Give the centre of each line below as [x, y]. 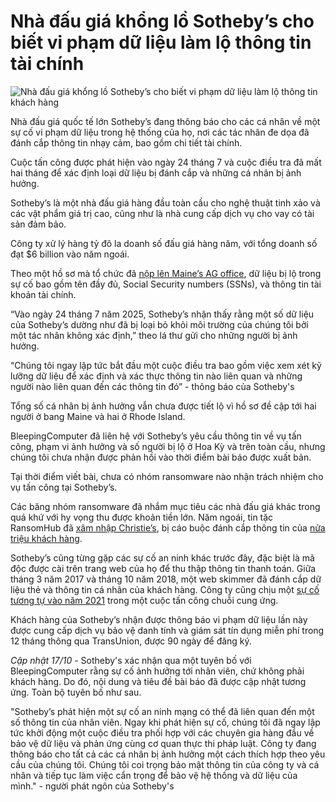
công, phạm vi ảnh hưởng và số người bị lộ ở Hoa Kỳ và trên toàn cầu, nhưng [168, 446]
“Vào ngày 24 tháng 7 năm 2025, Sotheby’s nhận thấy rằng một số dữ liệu [162, 314]
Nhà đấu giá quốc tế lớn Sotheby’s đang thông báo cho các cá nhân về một [165, 121]
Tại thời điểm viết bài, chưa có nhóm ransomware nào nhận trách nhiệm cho [167, 476]
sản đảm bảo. [38, 224]
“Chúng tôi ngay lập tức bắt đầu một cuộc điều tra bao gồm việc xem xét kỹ [166, 365]
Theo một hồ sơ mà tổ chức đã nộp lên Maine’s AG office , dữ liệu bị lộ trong [166, 273]
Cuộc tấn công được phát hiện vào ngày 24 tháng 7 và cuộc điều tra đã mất [166, 162]
